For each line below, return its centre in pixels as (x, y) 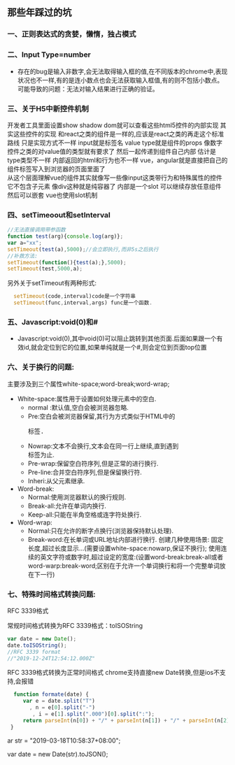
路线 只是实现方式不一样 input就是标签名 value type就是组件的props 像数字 (115, 143)
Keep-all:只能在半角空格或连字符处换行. (85, 514)
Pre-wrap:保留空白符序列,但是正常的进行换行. (93, 463)
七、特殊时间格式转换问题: (51, 594)
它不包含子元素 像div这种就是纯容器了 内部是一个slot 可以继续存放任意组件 (114, 186)
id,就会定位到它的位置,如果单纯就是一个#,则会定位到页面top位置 (115, 348)
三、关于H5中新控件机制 (48, 108)
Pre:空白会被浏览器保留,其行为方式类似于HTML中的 (101, 416)
